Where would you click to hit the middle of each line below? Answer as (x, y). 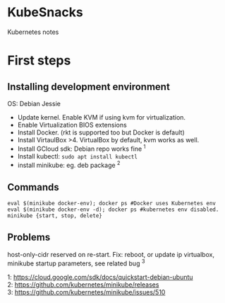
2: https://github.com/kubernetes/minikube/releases (83, 285)
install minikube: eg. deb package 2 (69, 164)
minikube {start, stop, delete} (55, 216)
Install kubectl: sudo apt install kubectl (77, 156)
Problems (29, 238)
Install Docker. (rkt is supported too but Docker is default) (101, 132)
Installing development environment (89, 87)
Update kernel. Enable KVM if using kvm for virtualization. (101, 117)
